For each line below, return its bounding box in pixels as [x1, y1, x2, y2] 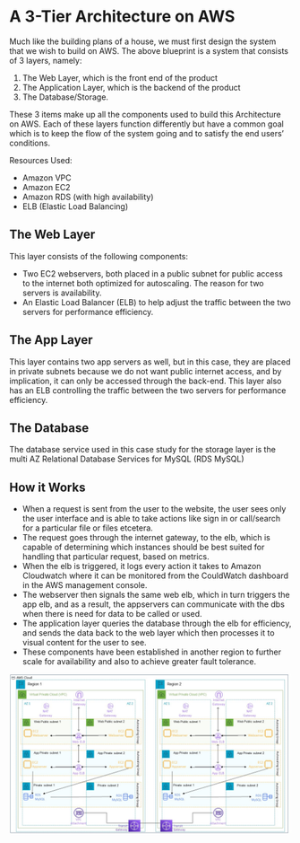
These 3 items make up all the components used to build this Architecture [9, 109, 282, 119]
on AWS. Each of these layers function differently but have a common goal [9, 119, 284, 129]
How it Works [9, 479, 86, 495]
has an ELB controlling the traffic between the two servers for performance [9, 384, 287, 396]
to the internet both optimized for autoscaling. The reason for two [21, 277, 264, 288]
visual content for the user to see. [21, 637, 147, 648]
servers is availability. [21, 287, 102, 298]
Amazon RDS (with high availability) [21, 191, 154, 202]
